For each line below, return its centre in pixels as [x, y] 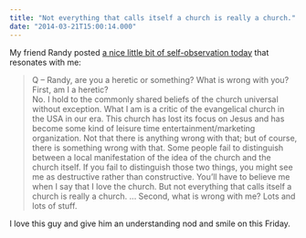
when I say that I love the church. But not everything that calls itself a [162, 186]
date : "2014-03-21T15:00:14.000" [73, 26]
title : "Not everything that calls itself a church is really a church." [153, 18]
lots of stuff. [54, 205]
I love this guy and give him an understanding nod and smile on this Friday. [150, 223]
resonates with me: [46, 62]
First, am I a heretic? [70, 89]
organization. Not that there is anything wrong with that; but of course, [164, 138]
